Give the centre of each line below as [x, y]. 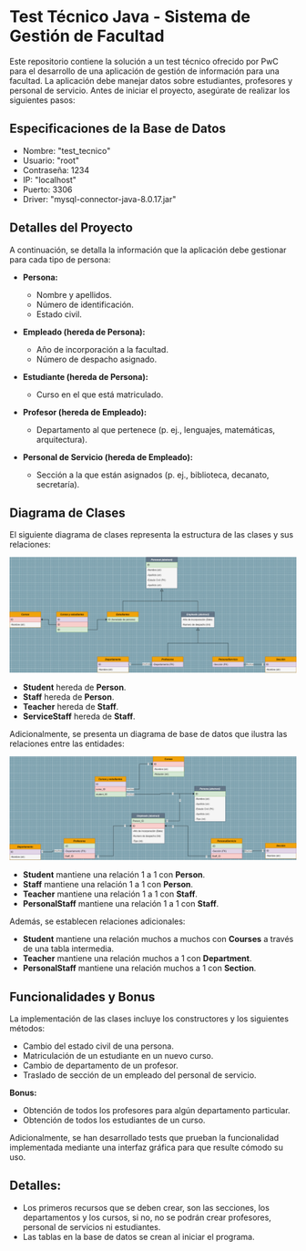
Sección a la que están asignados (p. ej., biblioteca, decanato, [153, 475]
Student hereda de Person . [74, 687]
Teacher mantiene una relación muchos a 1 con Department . [137, 959]
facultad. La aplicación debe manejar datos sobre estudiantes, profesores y [151, 80]
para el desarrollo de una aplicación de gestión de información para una [144, 71]
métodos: [27, 1029]
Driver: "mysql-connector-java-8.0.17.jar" [99, 199]
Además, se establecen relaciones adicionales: [97, 921]
